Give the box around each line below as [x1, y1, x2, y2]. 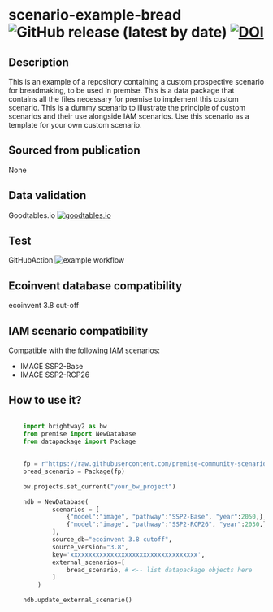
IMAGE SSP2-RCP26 [19, 370, 90, 380]
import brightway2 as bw [23, 422, 107, 430]
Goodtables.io [8, 210, 55, 220]
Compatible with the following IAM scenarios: [8, 345, 161, 355]
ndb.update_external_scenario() [23, 596, 132, 604]
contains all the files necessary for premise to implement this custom [8, 94, 240, 103]
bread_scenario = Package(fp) [23, 467, 126, 476]
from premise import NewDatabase [23, 429, 136, 438]
